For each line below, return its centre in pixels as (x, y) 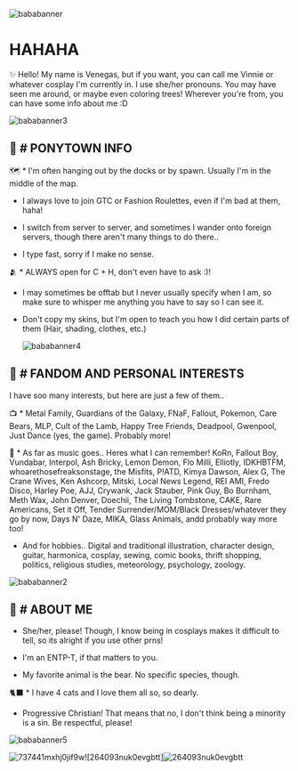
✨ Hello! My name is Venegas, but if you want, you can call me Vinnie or (141, 74)
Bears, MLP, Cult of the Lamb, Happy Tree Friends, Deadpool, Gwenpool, (143, 426)
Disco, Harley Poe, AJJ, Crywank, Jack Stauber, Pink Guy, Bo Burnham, (141, 491)
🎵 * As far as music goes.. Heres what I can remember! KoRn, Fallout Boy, (144, 452)
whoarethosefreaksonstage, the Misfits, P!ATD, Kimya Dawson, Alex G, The (148, 471)
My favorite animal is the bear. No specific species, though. (131, 675)
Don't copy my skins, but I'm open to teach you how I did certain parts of (156, 319)
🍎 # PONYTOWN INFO (71, 148)
